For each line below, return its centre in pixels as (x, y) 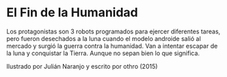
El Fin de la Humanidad (72, 13)
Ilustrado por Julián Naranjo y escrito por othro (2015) (82, 66)
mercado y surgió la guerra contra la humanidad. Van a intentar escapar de (112, 46)
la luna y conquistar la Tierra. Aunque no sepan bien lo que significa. (103, 53)
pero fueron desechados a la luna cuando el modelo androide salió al (104, 38)
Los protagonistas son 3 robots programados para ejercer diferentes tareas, (113, 31)
